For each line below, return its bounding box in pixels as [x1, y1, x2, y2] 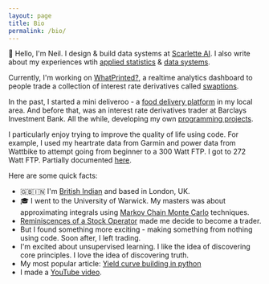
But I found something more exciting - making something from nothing [19, 224, 253, 234]
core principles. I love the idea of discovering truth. [19, 250, 190, 260]
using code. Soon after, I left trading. [19, 233, 141, 243]
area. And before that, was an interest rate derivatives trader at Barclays [8, 105, 247, 115]
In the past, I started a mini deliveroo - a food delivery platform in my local [8, 97, 253, 107]
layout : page [8, 11, 52, 20]
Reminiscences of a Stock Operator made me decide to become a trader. [19, 216, 262, 226]
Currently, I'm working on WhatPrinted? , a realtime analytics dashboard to [8, 73, 253, 83]
